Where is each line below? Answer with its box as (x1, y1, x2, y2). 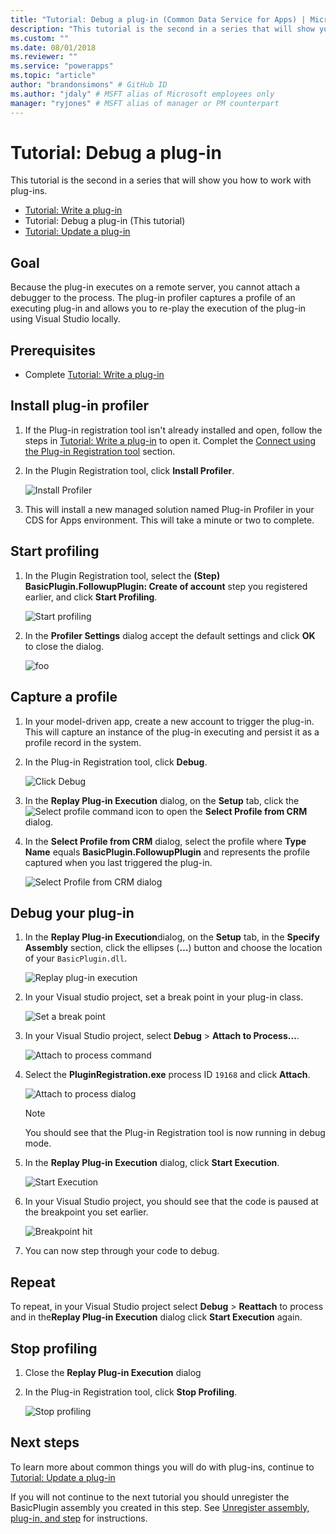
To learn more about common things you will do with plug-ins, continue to (10, 1461, 315, 1473)
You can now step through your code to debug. (24, 1245, 220, 1257)
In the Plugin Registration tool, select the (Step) (24, 569, 221, 581)
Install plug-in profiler (10, 397, 150, 415)
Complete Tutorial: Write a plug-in (24, 369, 165, 381)
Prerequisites (10, 342, 96, 359)
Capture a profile (10, 689, 118, 706)
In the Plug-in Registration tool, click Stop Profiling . (24, 1386, 238, 1398)
